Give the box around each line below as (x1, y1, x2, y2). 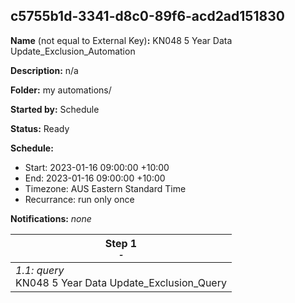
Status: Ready (10, 122, 70, 134)
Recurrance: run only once (24, 193, 135, 205)
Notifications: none (10, 212, 92, 224)
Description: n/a (10, 64, 79, 76)
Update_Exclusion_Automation (10, 45, 136, 57)
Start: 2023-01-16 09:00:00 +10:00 (24, 161, 170, 173)
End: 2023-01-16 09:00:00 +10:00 (24, 172, 166, 184)
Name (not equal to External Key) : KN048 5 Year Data (10, 34, 233, 46)
